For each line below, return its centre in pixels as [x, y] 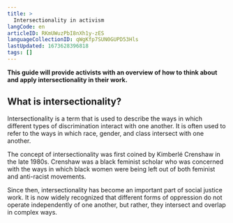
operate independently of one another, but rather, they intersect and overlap [117, 205]
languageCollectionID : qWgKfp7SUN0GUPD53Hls [73, 40]
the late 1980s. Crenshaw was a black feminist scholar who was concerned [115, 162]
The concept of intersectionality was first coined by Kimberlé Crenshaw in [114, 154]
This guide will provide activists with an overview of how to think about [112, 72]
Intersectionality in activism [59, 20]
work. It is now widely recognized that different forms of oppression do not [115, 197]
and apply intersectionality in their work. [67, 79]
